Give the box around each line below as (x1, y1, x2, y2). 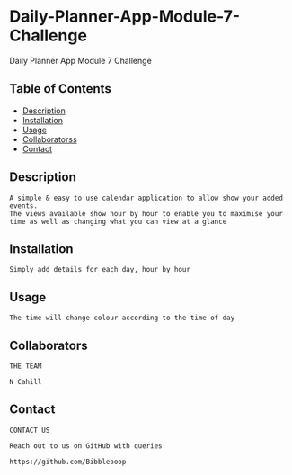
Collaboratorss (22, 133, 78, 145)
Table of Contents (9, 81, 112, 96)
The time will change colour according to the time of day (9, 313, 235, 323)
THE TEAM (9, 362, 42, 371)
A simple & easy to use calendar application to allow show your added (9, 193, 283, 202)
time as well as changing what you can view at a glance (9, 217, 227, 226)
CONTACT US (9, 426, 50, 435)
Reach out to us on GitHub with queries (9, 441, 164, 451)
